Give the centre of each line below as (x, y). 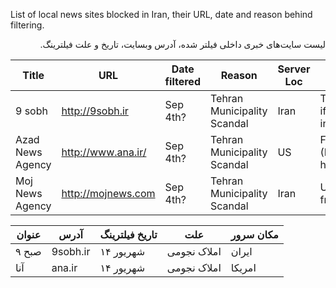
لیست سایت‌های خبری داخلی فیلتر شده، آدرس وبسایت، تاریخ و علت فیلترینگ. (182, 44)
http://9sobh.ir (95, 111)
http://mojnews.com (108, 193)
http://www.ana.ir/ (104, 152)
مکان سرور (254, 234)
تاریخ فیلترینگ (128, 234)
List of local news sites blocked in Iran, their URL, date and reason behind (161, 14)
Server (294, 69)
